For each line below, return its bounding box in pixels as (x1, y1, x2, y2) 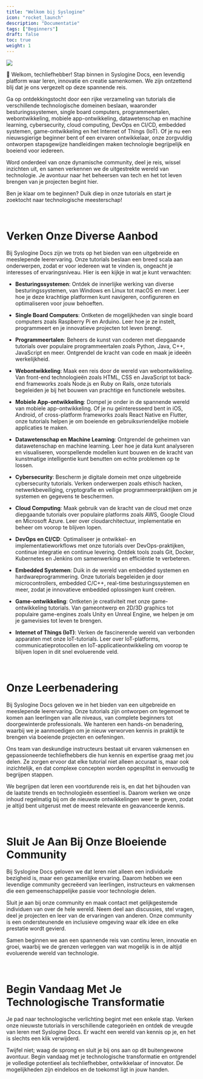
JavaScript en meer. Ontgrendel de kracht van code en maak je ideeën (15, 349, 192, 356)
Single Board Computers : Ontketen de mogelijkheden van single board (15, 311, 193, 318)
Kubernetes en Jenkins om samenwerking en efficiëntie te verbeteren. (15, 554, 191, 562)
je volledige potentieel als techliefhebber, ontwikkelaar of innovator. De (6, 1059, 184, 1066)
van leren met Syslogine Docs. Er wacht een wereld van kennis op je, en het (6, 1028, 196, 1035)
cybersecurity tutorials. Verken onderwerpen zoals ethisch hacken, (15, 480, 183, 487)
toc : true (6, 37, 32, 43)
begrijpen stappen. (6, 771, 53, 778)
